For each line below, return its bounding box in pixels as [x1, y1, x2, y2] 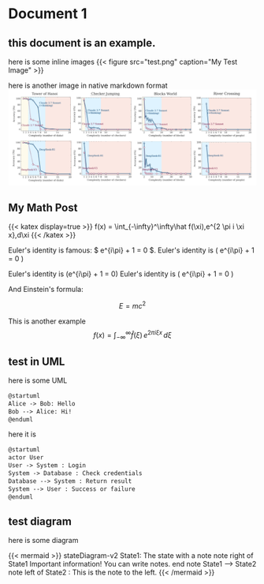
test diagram [8, 515, 73, 528]
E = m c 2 [118, 300, 147, 310]
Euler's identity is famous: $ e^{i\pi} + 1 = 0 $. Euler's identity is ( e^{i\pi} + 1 [8, 245, 255, 255]
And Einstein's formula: [8, 285, 84, 294]
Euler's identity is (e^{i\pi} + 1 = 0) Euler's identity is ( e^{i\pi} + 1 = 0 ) [8, 269, 234, 279]
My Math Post [8, 200, 78, 214]
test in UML [8, 354, 65, 368]
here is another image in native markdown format [8, 80, 168, 90]
